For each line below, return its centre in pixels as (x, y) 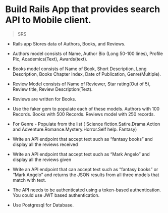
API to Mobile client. (48, 20)
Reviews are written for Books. (44, 99)
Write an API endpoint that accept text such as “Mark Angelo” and (81, 154)
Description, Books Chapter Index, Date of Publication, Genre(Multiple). (87, 74)
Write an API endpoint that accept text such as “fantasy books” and (82, 139)
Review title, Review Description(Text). (52, 89)
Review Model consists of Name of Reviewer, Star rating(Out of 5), (81, 84)
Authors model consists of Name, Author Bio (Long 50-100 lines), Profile (88, 54)
